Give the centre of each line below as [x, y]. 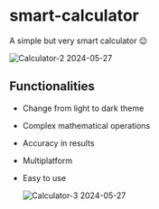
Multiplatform [47, 160]
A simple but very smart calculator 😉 [79, 41]
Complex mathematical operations [86, 125]
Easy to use [44, 177]
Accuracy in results [58, 143]
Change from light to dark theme [83, 108]
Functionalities [52, 86]
